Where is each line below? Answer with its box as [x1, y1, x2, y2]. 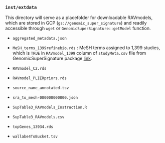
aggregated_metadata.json [12, 36, 67, 41]
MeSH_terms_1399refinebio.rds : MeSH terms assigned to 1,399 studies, [12, 45, 160, 51]
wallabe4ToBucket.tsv [12, 134, 58, 139]
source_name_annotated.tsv [12, 85, 69, 91]
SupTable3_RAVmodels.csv [12, 115, 65, 120]
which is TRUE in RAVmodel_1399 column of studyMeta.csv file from [12, 50, 146, 56]
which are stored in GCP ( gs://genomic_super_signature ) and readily [5, 20, 147, 26]
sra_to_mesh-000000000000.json [12, 95, 78, 100]
